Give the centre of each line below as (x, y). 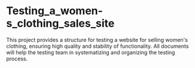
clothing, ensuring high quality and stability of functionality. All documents (97, 46)
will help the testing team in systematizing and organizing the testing (91, 52)
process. (17, 59)
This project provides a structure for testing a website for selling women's (97, 40)
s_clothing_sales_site (60, 23)
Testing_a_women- (55, 11)
